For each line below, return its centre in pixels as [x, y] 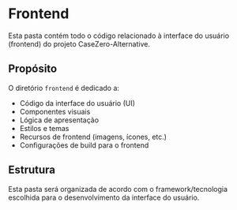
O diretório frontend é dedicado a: [64, 88]
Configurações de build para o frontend [84, 145]
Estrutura [32, 170]
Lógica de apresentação [59, 120]
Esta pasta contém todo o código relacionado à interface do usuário [119, 36]
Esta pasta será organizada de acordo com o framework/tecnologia [118, 189]
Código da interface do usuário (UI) [77, 103]
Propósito [33, 69]
